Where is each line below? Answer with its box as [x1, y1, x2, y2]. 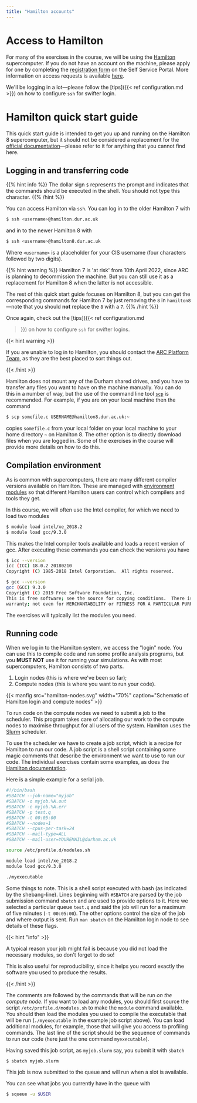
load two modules [6, 512, 50, 519]
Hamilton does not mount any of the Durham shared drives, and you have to [6, 377, 189, 385]
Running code [6, 629, 59, 639]
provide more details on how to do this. [6, 443, 101, 450]
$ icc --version [6, 557, 46, 563]
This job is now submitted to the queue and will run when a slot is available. [6, 1068, 188, 1076]
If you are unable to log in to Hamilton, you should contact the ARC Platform [6, 349, 189, 356]
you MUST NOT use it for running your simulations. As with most [6, 657, 162, 664]
